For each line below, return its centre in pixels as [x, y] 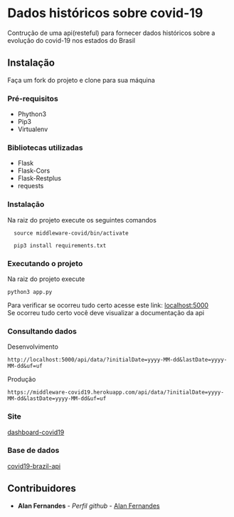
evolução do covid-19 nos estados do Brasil [71, 40]
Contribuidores [42, 489]
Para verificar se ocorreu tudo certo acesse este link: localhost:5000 [108, 305]
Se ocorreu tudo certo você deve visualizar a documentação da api [106, 312]
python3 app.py [30, 292]
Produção [22, 379]
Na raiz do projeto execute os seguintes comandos [82, 220]
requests [31, 186]
